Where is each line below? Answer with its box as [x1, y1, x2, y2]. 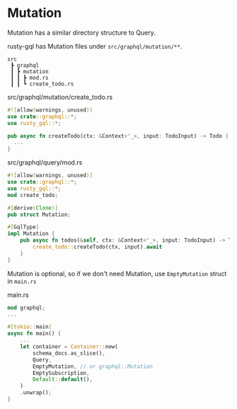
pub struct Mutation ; [7, 211, 71, 218]
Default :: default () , [32, 376, 93, 383]
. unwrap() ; [20, 389, 52, 396]
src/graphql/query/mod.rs [7, 158, 83, 167]
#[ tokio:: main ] [7, 324, 52, 331]
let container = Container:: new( [20, 343, 119, 350]
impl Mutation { [7, 230, 55, 237]
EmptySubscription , [32, 369, 90, 377]
